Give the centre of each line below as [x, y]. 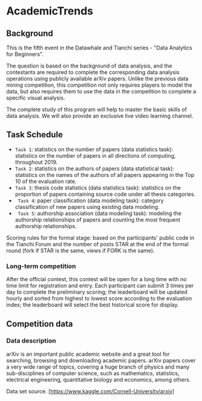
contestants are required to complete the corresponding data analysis [93, 72]
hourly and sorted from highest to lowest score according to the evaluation [99, 299]
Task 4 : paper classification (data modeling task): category [91, 200]
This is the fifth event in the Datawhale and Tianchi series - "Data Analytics [99, 48]
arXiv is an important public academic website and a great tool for [88, 354]
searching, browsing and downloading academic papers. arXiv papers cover [101, 360]
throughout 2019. [36, 162]
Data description [31, 341]
